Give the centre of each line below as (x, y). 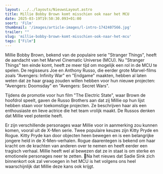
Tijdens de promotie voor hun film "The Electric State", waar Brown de (75, 95)
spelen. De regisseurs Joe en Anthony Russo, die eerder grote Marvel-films (81, 70)
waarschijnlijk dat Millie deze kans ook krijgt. (50, 166)
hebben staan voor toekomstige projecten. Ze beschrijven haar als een (76, 105)
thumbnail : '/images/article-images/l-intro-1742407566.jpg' (68, 28)
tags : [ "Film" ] (20, 41)
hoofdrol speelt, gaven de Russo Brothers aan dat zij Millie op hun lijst (75, 100)
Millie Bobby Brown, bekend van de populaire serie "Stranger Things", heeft (81, 55)
